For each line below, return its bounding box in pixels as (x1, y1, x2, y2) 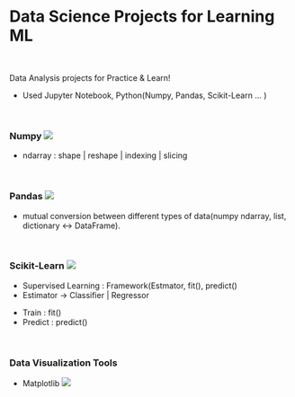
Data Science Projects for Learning (9, 6, 275, 27)
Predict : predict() (22, 316, 88, 327)
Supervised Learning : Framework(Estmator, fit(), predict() (22, 280, 238, 291)
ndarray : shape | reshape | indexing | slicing (22, 150, 188, 161)
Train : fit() (22, 307, 62, 318)
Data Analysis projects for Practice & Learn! (9, 72, 171, 83)
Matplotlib (22, 378, 60, 389)
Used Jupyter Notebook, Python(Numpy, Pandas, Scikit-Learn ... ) (22, 90, 267, 101)
